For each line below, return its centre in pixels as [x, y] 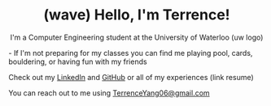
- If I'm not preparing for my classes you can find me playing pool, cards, [131, 53]
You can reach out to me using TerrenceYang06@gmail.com [109, 93]
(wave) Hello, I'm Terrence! [137, 15]
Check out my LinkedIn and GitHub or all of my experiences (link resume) [131, 77]
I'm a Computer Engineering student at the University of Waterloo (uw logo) [137, 37]
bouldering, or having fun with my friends [78, 61]
